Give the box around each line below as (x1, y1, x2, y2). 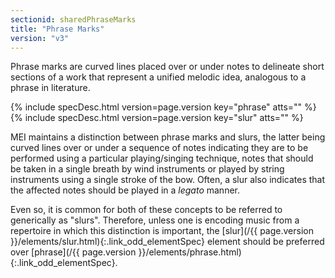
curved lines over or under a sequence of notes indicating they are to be (10, 142, 309, 154)
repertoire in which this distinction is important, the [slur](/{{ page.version (10, 225, 314, 237)
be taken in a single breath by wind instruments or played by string (10, 163, 285, 175)
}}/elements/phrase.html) (138, 246, 242, 258)
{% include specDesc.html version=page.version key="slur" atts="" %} (10, 112, 304, 124)
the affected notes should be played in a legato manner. (10, 184, 240, 196)
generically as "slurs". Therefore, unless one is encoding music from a (10, 214, 300, 226)
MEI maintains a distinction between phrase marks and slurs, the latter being (10, 131, 326, 143)
